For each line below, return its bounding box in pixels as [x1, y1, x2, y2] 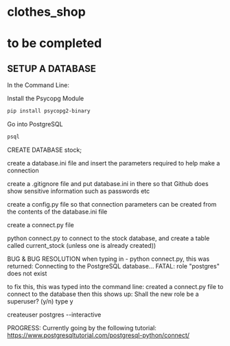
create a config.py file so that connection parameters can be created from [7, 200, 217, 208]
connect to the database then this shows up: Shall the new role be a [7, 290, 199, 298]
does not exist [7, 269, 47, 277]
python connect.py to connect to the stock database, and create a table [7, 234, 210, 242]
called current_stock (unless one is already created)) [7, 241, 157, 249]
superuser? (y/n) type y [7, 297, 73, 305]
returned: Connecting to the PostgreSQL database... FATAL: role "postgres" [7, 262, 220, 270]
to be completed [7, 36, 102, 51]
